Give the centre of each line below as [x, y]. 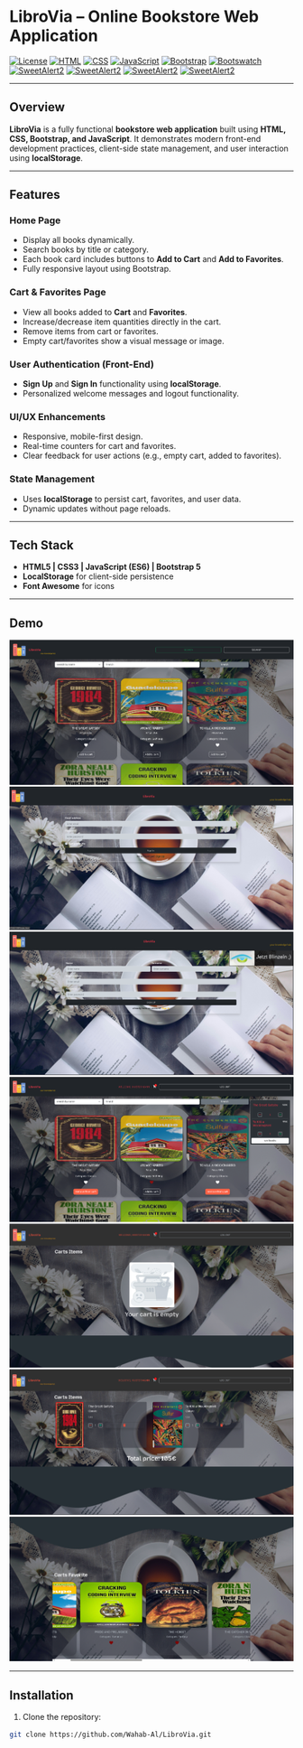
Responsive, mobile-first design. [83, 436]
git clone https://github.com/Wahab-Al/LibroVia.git [110, 1735]
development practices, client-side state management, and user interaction [149, 148]
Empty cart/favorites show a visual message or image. [123, 341]
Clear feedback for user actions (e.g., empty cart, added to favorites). [152, 456]
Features [35, 195]
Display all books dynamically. [78, 240]
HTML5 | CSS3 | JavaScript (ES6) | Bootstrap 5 [111, 567]
